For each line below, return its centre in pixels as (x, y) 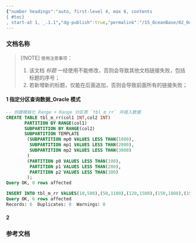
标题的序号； (44, 77)
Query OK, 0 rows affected (39, 183)
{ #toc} (15, 17)
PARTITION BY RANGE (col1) (56, 123)
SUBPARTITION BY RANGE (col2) (60, 129)
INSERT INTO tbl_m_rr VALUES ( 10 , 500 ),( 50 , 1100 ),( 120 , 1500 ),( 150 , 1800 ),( (96, 194)
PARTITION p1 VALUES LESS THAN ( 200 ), (75, 167)
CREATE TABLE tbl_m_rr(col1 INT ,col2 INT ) (58, 118)
